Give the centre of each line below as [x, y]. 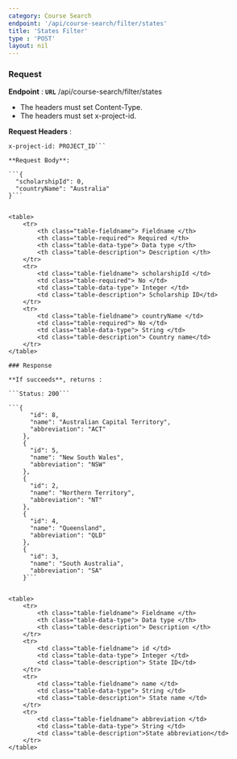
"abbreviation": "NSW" [68, 465]
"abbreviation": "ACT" [68, 429]
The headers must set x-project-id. [78, 116]
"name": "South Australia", [77, 564]
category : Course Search [50, 16]
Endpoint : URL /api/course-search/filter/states [85, 92]
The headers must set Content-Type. [81, 108]
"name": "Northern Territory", [82, 493]
